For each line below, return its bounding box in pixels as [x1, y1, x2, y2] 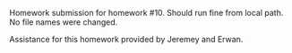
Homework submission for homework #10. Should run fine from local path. [9, 8, 284, 18]
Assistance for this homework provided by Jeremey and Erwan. [9, 34, 244, 44]
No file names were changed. [9, 17, 118, 27]
